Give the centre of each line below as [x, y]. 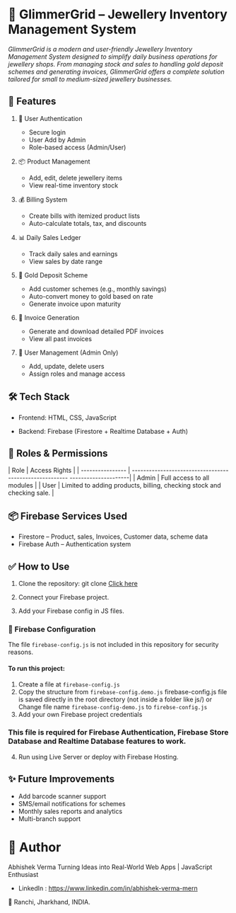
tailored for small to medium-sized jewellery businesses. [90, 79]
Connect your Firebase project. [64, 597]
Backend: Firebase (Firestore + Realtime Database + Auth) [103, 431]
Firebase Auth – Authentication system [75, 544]
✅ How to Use [39, 567]
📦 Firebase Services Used [68, 516]
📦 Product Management [54, 161]
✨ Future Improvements [61, 779]
